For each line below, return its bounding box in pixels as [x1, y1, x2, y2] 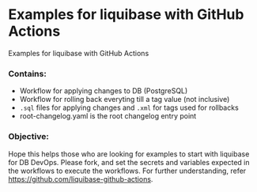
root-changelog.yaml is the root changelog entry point [19, 111, 197, 121]
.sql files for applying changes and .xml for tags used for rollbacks [19, 103, 239, 112]
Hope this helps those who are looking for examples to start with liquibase [8, 149, 250, 159]
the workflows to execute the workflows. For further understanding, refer [8, 166, 247, 175]
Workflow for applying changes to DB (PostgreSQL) [19, 86, 188, 96]
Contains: [8, 68, 47, 79]
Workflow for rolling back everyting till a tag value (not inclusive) [19, 95, 230, 104]
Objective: [8, 131, 49, 142]
